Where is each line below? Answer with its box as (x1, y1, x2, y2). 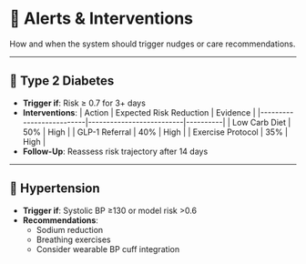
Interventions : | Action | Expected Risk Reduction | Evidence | (22, 107, 257, 117)
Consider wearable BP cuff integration (36, 243, 180, 254)
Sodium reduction (36, 224, 104, 235)
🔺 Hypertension (9, 181, 100, 197)
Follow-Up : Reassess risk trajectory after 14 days (22, 146, 209, 157)
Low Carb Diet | (231, 117, 291, 127)
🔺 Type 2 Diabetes (9, 73, 115, 89)
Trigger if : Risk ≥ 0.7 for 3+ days (22, 97, 146, 108)
